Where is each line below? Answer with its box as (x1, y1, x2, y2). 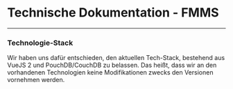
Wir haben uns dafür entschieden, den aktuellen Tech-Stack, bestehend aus (7, 54, 225, 62)
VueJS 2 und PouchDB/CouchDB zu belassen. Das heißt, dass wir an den (7, 61, 217, 70)
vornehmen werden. (7, 76, 65, 84)
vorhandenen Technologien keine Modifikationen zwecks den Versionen (7, 68, 214, 77)
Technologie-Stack (7, 38, 74, 48)
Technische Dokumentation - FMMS (7, 5, 220, 21)
